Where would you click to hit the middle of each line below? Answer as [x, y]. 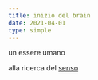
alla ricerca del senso [43, 68]
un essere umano [37, 53]
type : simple [30, 30]
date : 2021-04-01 [37, 23]
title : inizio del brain [49, 15]
